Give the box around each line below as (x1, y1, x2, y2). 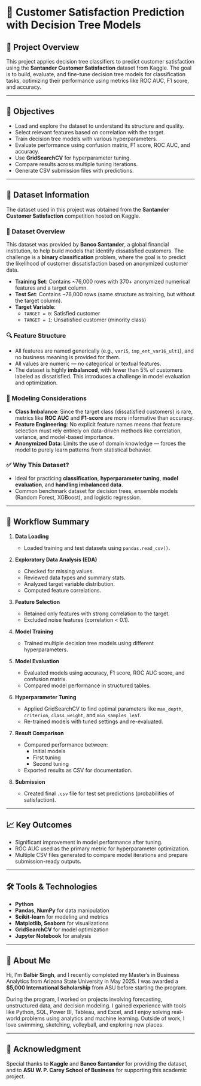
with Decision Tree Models (6, 18, 141, 32)
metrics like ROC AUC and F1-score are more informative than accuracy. (14, 414, 194, 422)
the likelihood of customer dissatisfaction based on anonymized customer (6, 260, 188, 267)
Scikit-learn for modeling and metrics (14, 913, 109, 920)
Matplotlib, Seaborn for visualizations (14, 920, 109, 927)
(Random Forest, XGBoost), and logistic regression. (14, 494, 142, 501)
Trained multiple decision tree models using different (23, 639, 154, 646)
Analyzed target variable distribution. (23, 580, 115, 587)
